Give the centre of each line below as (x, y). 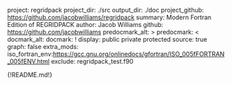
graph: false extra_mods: (43, 47)
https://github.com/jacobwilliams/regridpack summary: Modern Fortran (109, 17)
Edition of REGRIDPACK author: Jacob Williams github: (85, 25)
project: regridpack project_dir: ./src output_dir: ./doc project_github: (106, 10)
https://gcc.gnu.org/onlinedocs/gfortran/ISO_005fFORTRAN (139, 54)
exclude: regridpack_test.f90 (92, 61)
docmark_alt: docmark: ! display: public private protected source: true (107, 39)
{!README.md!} (30, 75)
